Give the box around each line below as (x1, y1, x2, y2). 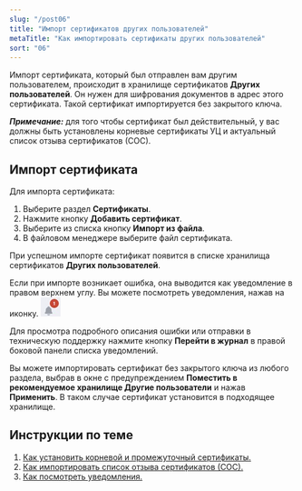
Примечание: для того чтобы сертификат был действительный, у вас (9, 116, 280, 127)
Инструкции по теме (9, 427, 133, 443)
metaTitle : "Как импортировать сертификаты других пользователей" (9, 34, 266, 43)
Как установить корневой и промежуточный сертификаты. (22, 451, 251, 463)
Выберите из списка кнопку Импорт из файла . (22, 223, 206, 234)
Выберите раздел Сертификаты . (22, 204, 151, 215)
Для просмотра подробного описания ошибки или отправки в (9, 326, 251, 336)
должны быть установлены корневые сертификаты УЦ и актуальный (9, 125, 277, 136)
